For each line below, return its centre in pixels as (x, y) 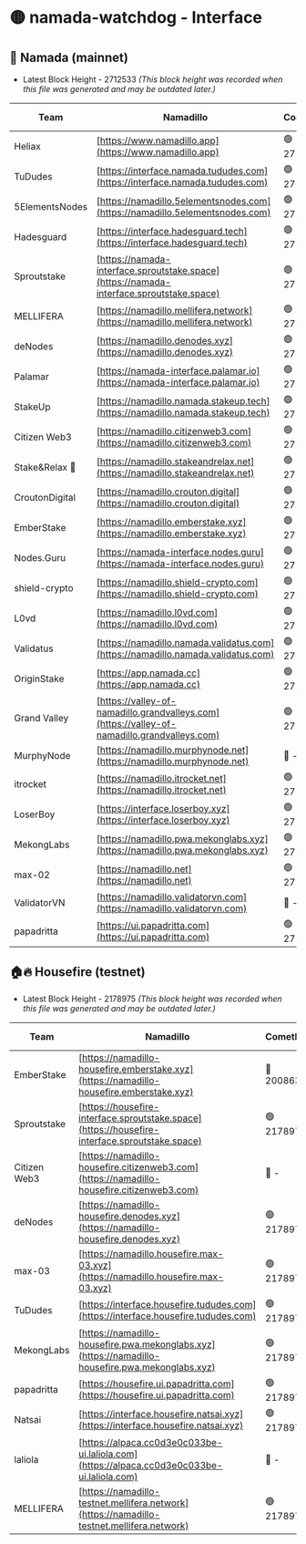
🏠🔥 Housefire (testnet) (77, 972)
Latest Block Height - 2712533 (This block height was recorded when (153, 79)
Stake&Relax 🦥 (45, 467)
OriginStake (39, 679)
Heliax (27, 146)
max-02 (32, 875)
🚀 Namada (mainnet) (69, 57)
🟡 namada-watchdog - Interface (136, 18)
